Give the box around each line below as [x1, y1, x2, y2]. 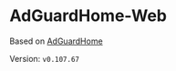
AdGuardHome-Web [9, 5, 167, 26]
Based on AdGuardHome [9, 35, 103, 46]
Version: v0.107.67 [9, 53, 80, 64]
